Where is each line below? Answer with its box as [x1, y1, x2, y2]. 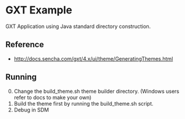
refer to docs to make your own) [13, 94, 92, 101]
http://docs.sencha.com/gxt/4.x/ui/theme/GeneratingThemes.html [13, 55, 173, 62]
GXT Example [5, 3, 72, 17]
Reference [5, 40, 44, 50]
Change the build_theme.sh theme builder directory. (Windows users [13, 87, 179, 94]
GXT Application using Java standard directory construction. [5, 23, 151, 30]
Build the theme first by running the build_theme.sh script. [13, 100, 154, 107]
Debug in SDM [13, 106, 49, 113]
